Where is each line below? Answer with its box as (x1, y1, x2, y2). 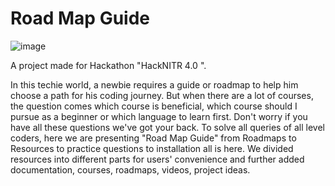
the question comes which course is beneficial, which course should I (10, 100, 298, 112)
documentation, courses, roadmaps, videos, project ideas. (10, 163, 251, 176)
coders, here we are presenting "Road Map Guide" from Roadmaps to (10, 132, 297, 144)
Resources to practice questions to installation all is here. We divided (10, 142, 294, 154)
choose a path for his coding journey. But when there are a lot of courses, (10, 89, 314, 101)
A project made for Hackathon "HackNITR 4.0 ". (10, 59, 207, 71)
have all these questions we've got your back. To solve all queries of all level (10, 121, 325, 133)
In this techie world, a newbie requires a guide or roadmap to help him (10, 78, 299, 91)
